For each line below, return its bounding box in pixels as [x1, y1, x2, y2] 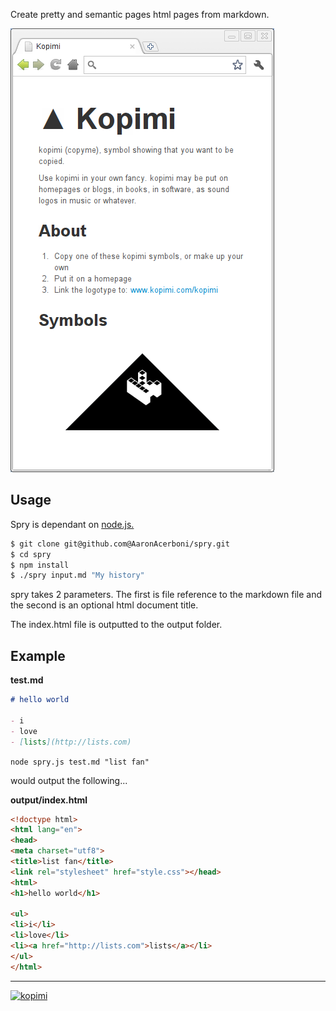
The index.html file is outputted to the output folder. [10, 619, 223, 631]
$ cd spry [10, 549, 52, 559]
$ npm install [10, 560, 70, 570]
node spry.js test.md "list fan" [10, 757, 150, 767]
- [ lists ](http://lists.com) [10, 737, 132, 747]
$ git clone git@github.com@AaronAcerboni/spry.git [10, 539, 230, 549]
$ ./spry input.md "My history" [10, 570, 145, 581]
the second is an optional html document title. [10, 599, 199, 611]
